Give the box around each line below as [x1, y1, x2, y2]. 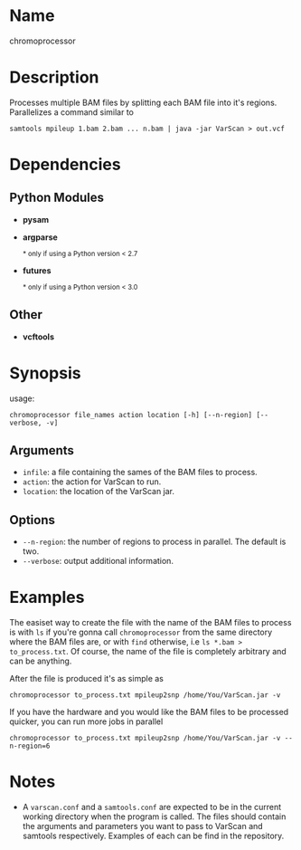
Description [9, 67, 99, 88]
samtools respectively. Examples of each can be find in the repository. [22, 830, 285, 842]
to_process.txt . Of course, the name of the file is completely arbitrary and [9, 646, 287, 657]
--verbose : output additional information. [22, 556, 174, 567]
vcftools [22, 331, 54, 342]
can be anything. [9, 655, 72, 666]
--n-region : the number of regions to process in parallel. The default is [22, 536, 287, 548]
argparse [22, 232, 59, 243]
